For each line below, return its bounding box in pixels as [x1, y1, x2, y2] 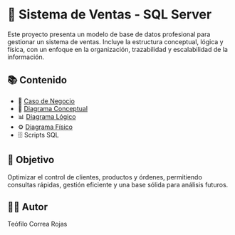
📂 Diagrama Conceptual [17, 104, 88, 113]
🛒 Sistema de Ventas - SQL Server [7, 6, 212, 23]
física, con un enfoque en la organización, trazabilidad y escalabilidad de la [7, 45, 228, 53]
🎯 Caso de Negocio [17, 96, 75, 105]
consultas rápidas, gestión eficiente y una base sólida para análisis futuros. [7, 180, 229, 189]
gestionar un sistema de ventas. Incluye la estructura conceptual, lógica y [7, 37, 224, 46]
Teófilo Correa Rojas [7, 220, 68, 229]
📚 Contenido [7, 74, 68, 86]
